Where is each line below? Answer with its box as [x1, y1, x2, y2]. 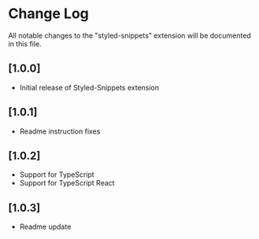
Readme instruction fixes [19, 127, 101, 136]
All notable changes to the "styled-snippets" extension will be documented [8, 31, 252, 40]
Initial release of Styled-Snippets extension [19, 83, 160, 92]
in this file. [8, 39, 42, 48]
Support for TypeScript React [19, 178, 116, 188]
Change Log [8, 5, 89, 23]
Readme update [19, 222, 72, 232]
